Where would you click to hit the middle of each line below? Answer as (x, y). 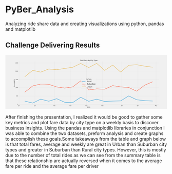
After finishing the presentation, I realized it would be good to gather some (84, 117)
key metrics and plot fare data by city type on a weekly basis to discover (82, 122)
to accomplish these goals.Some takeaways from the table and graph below (85, 139)
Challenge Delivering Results (53, 45)
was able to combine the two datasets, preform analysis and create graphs (84, 133)
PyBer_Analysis (40, 9)
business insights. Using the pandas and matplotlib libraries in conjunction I (85, 128)
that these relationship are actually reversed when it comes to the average (84, 161)
